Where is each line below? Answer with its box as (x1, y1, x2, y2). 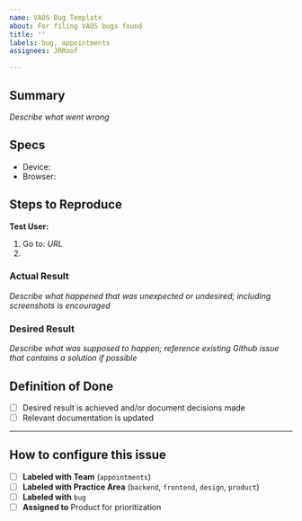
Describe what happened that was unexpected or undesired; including (9, 290, 271, 301)
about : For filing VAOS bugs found (9, 22, 143, 31)
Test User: (9, 221, 49, 232)
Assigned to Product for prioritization (22, 502, 162, 513)
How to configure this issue (9, 447, 166, 463)
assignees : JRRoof (9, 47, 78, 56)
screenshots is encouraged (9, 300, 111, 311)
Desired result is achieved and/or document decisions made (22, 402, 245, 413)
